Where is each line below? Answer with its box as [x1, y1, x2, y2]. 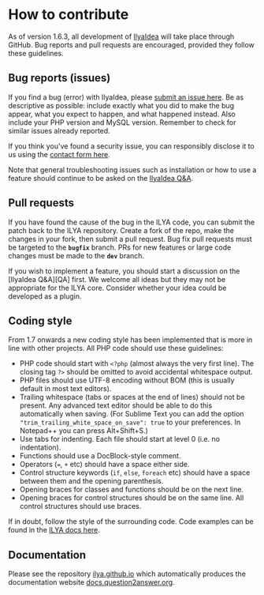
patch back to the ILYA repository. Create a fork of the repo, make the [8, 225, 235, 235]
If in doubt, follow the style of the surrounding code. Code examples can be [8, 517, 254, 526]
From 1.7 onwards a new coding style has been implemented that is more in [8, 335, 253, 345]
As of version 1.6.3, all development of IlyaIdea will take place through [8, 32, 235, 41]
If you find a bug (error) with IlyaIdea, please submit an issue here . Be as [8, 92, 244, 102]
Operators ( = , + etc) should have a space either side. [19, 460, 190, 469]
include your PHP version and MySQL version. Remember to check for [8, 117, 236, 127]
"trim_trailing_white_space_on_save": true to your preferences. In [19, 417, 241, 427]
